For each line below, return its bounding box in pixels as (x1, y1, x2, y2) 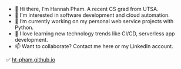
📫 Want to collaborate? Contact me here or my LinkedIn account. (14, 43, 173, 49)
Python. (14, 24, 34, 31)
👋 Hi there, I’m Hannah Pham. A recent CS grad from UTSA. (14, 6, 159, 12)
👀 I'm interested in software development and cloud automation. (14, 12, 170, 19)
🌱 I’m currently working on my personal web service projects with (14, 18, 174, 24)
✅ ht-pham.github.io (6, 56, 56, 63)
